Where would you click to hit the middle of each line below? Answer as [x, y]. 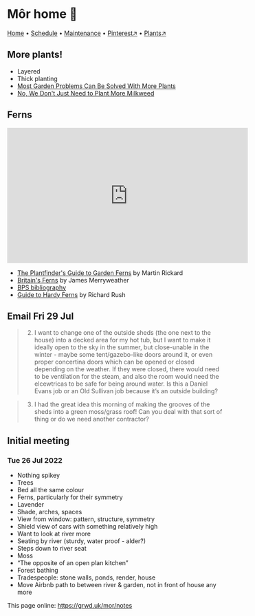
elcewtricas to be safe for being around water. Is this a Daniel [121, 384]
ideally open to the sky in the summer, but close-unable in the [122, 347]
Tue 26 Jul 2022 [35, 460]
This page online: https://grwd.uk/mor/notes [70, 606]
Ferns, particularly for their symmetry [70, 497]
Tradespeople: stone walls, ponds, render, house [86, 577]
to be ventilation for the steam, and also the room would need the [126, 377]
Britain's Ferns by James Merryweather [73, 280]
